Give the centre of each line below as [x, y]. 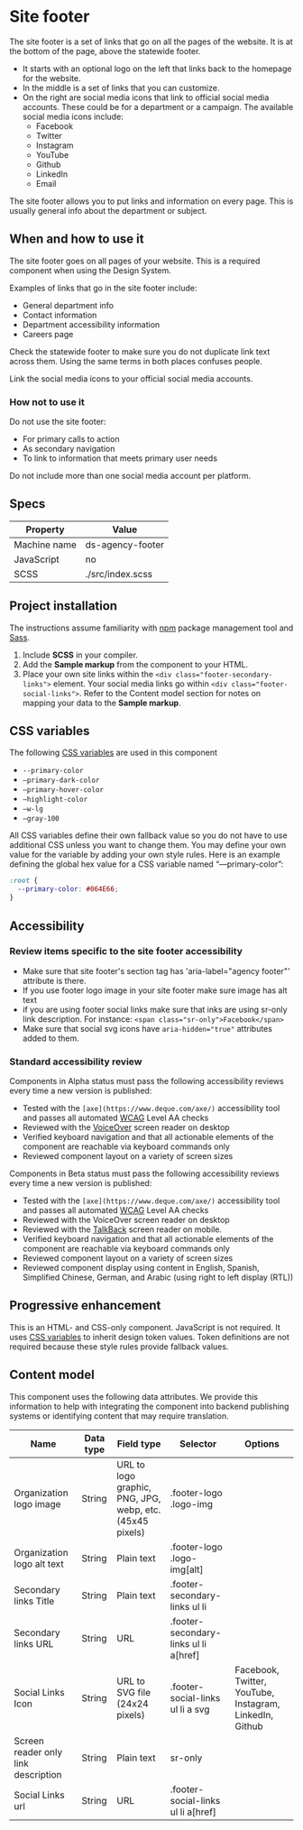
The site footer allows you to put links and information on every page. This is [151, 201]
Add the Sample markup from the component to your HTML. [135, 664]
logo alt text [39, 1564]
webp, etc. [139, 1510]
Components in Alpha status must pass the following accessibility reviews [147, 1081]
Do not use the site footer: [58, 422]
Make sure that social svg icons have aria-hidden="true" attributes [147, 1028]
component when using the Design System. [90, 270]
